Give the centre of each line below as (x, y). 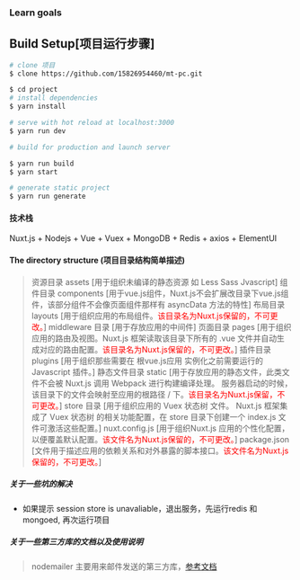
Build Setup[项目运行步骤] (82, 44)
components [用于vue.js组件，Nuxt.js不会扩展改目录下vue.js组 (173, 293)
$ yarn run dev (38, 131)
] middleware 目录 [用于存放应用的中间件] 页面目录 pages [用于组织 (168, 326)
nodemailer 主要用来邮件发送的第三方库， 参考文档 (124, 566)
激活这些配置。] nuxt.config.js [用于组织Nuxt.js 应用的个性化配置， (168, 428)
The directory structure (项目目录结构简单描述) (97, 260)
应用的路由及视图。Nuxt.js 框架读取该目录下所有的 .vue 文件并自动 (154, 338)
